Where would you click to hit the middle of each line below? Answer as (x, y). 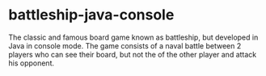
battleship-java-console (91, 15)
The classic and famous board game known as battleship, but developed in (133, 37)
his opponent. (32, 63)
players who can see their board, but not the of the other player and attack (133, 54)
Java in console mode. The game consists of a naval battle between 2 (125, 45)
